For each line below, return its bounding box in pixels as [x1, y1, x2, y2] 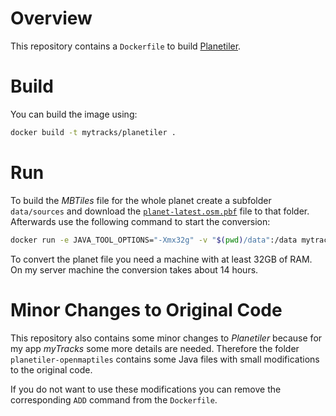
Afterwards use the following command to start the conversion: [10, 215, 271, 227]
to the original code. [10, 363, 93, 376]
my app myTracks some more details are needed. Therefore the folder [10, 342, 300, 354]
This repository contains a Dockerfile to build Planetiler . [10, 40, 242, 52]
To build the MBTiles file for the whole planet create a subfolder [10, 194, 272, 206]
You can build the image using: [10, 108, 138, 120]
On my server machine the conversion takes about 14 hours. [10, 263, 259, 276]
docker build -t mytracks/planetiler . [10, 127, 177, 137]
